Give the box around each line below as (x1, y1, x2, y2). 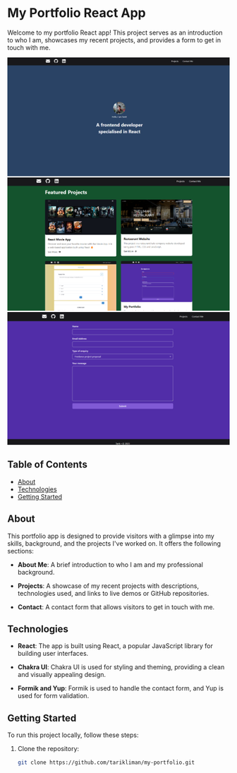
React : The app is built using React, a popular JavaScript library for (17, 642, 214, 650)
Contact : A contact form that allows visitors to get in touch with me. (17, 602, 215, 611)
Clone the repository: (17, 745, 80, 753)
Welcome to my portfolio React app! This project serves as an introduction (7, 28, 224, 37)
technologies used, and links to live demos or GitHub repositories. (17, 589, 209, 597)
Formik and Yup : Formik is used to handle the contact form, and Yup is (17, 684, 224, 693)
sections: (7, 546, 34, 555)
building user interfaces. (17, 649, 89, 658)
